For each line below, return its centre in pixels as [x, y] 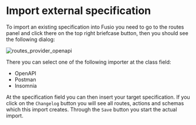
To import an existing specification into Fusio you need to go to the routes [95, 27]
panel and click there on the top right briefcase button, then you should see [97, 33]
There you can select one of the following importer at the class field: [89, 62]
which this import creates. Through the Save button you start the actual [92, 109]
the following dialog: [31, 39]
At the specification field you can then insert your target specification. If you [98, 97]
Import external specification [79, 11]
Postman [25, 79]
